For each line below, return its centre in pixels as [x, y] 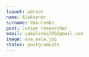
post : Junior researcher [37, 28]
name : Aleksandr [26, 17]
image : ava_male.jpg [32, 39]
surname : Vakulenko [30, 23]
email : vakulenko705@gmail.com [45, 34]
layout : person [25, 12]
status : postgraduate [33, 45]
